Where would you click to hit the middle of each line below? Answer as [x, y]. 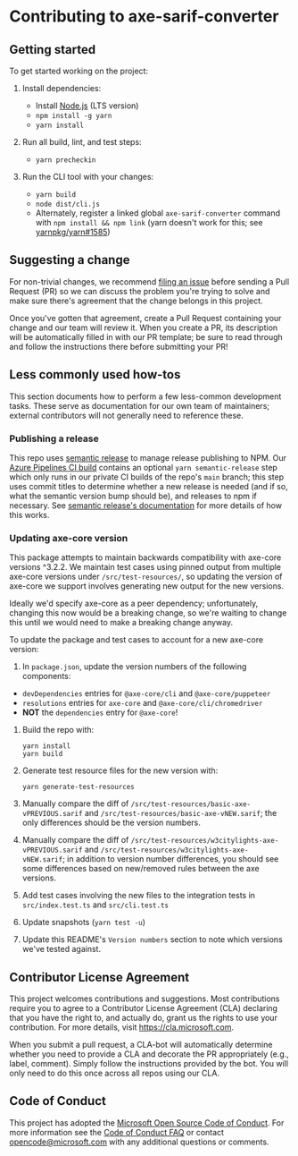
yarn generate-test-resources [79, 787]
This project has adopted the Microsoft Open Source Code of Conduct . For [147, 1122]
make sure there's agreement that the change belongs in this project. [136, 301]
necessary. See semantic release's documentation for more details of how [146, 505]
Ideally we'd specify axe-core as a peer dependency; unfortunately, [134, 603]
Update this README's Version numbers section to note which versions [152, 939]
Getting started [53, 50]
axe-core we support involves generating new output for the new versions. [146, 586]
